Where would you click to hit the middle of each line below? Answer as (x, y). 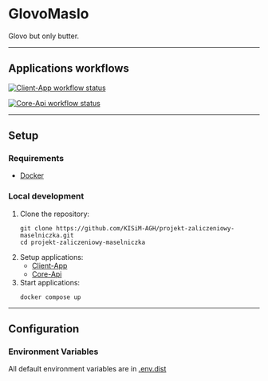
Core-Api (47, 274)
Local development (46, 196)
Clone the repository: (55, 214)
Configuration (44, 329)
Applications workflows (69, 69)
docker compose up (50, 297)
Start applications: (50, 282)
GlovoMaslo (49, 14)
